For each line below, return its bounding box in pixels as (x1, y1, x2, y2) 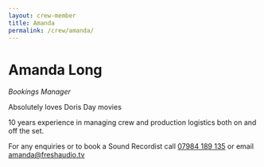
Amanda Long (8, 60, 103, 79)
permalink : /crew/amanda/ (8, 26, 94, 34)
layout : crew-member (8, 11, 77, 20)
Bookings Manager (8, 87, 72, 96)
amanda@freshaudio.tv (8, 150, 85, 160)
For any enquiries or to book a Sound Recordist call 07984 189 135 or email (8, 142, 254, 151)
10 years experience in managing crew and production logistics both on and (8, 118, 257, 127)
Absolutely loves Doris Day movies (8, 103, 122, 112)
